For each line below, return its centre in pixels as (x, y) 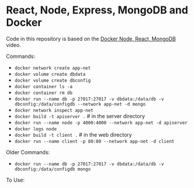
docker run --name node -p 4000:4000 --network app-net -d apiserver (101, 123)
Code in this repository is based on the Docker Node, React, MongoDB (91, 39)
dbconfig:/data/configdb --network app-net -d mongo (80, 104)
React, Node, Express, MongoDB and (97, 10)
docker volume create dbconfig (53, 80)
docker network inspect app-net (54, 110)
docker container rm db (44, 93)
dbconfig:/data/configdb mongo (53, 169)
